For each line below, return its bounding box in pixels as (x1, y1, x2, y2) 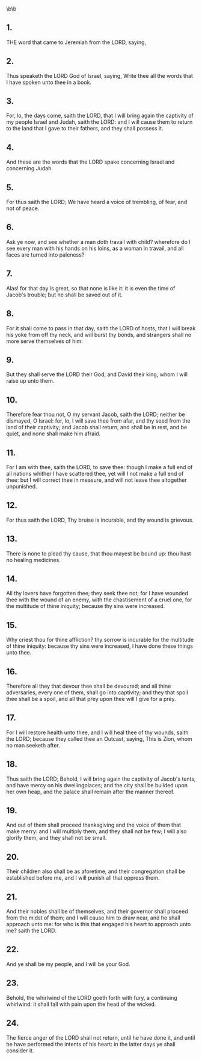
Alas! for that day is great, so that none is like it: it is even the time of (6, 284, 176, 292)
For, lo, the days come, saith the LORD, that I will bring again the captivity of (6, 112, 194, 120)
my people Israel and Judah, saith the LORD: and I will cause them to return (6, 118, 193, 126)
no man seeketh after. (6, 741, 60, 749)
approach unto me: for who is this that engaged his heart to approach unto (6, 921, 191, 928)
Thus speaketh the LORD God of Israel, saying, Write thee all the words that (6, 72, 194, 79)
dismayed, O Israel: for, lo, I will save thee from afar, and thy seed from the (6, 417, 191, 424)
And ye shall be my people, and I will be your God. (6, 960, 130, 968)
